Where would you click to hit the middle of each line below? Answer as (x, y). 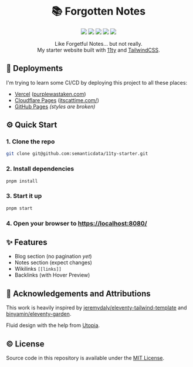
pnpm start (19, 208)
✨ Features (27, 242)
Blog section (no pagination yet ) (53, 257)
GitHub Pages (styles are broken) (55, 106)
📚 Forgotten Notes (99, 11)
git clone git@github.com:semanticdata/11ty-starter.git (77, 154)
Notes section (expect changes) (53, 262)
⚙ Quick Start (32, 125)
